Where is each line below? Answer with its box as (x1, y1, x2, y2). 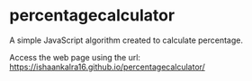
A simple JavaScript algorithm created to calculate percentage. (9, 35, 244, 45)
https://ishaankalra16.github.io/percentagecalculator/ (9, 61, 205, 72)
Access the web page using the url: (9, 52, 141, 62)
